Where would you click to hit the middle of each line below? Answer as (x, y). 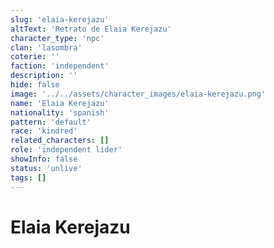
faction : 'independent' (60, 66)
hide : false (35, 85)
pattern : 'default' (51, 122)
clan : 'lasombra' (46, 47)
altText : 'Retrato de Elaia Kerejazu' (91, 29)
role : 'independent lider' (66, 150)
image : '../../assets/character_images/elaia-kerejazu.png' (138, 94)
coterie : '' (35, 57)
